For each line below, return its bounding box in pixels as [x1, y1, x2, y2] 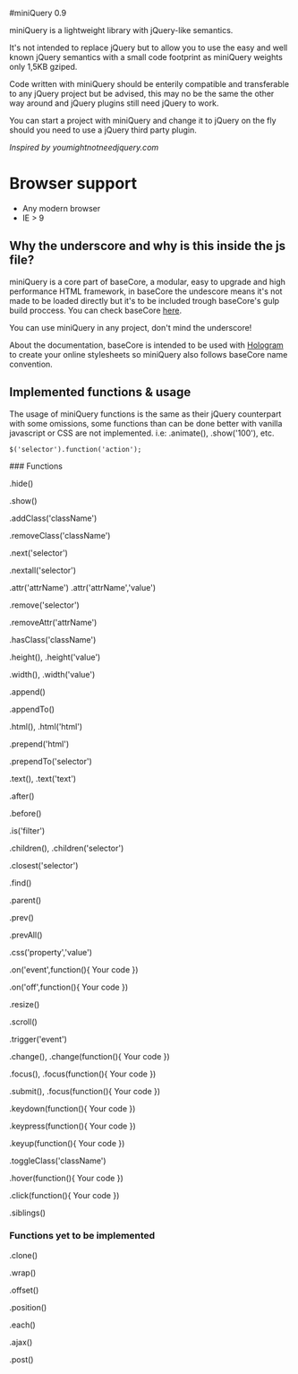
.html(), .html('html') [9, 721, 83, 731]
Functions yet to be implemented [9, 1230, 156, 1242]
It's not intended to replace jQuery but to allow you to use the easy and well [9, 42, 288, 53]
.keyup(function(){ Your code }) [9, 1137, 125, 1148]
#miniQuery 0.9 [9, 8, 67, 18]
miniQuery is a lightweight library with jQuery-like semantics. [9, 25, 234, 35]
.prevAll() [9, 929, 43, 940]
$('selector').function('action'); [9, 445, 142, 454]
